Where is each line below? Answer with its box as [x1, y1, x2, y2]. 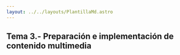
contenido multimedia [6, 40, 92, 51]
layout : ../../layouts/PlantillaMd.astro [6, 8, 113, 15]
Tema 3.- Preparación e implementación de [6, 31, 174, 42]
